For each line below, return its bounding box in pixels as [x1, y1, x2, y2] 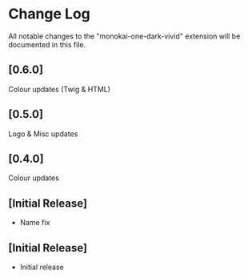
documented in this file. [8, 39, 86, 49]
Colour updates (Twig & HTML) [8, 84, 110, 94]
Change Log [8, 5, 90, 23]
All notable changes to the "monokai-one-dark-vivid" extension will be [8, 31, 241, 41]
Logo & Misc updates [8, 129, 78, 139]
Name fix [19, 218, 50, 228]
